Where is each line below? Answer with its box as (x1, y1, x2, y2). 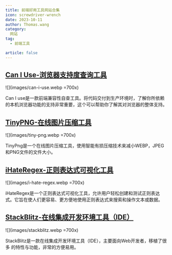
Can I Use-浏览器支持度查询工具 (5, 70, 107, 80)
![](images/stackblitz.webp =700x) (5, 227, 79, 233)
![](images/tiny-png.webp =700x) (5, 132, 76, 138)
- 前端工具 (10, 41, 30, 46)
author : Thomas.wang (5, 22, 50, 27)
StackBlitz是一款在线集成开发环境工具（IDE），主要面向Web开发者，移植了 (5, 238, 163, 244)
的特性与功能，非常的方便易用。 (11, 244, 79, 250)
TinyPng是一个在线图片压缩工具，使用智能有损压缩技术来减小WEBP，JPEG (5, 142, 164, 149)
